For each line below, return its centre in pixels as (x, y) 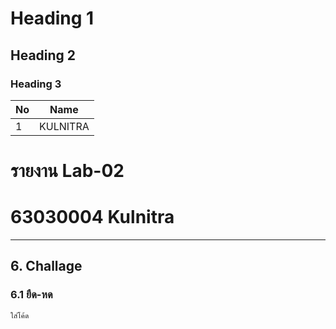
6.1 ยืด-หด (31, 295)
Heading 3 (36, 84)
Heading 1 (52, 18)
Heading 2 (43, 55)
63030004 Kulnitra (92, 217)
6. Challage (46, 266)
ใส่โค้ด (20, 315)
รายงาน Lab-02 (67, 171)
